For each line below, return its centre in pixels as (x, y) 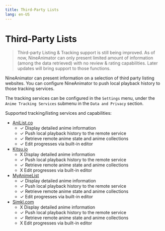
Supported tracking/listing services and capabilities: (58, 113)
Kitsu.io (20, 149)
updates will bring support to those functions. (64, 69)
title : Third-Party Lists (32, 10)
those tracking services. (30, 89)
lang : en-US (17, 14)
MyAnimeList (26, 176)
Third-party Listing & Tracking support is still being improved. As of (86, 53)
